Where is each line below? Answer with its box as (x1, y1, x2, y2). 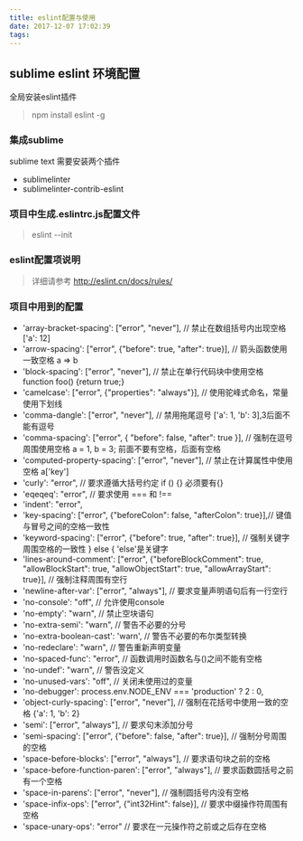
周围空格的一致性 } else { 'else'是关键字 (22, 543, 169, 554)
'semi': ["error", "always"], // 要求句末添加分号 (22, 720, 194, 731)
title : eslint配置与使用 (9, 13, 96, 23)
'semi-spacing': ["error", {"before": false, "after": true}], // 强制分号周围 (22, 731, 287, 742)
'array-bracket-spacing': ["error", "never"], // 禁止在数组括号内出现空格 (22, 323, 287, 334)
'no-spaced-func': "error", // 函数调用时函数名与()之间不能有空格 (22, 653, 263, 665)
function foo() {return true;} (22, 376, 125, 387)
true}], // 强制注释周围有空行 (22, 574, 128, 585)
